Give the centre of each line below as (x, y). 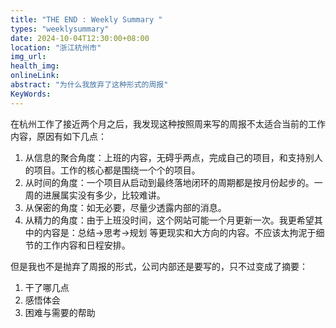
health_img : (35, 66)
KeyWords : (31, 94)
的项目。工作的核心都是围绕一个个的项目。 (112, 170)
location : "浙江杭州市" (56, 47)
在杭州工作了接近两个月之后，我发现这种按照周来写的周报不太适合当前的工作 (168, 123)
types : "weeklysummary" (60, 29)
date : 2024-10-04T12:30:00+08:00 (80, 38)
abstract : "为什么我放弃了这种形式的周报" (89, 85)
